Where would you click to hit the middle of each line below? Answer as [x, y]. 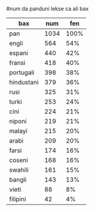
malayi [19, 131]
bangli [18, 180]
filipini [18, 199]
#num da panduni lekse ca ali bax [47, 9]
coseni [19, 160]
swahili [19, 170]
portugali [22, 73]
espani [19, 53]
